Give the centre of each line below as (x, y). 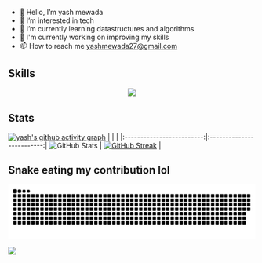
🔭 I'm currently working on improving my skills (94, 37)
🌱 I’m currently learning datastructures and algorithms (107, 29)
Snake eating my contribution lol (89, 170)
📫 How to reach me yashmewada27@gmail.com (98, 46)
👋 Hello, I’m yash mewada (61, 12)
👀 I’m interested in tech (56, 20)
